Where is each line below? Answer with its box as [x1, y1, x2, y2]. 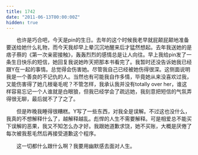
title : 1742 [6, 8, 35, 15]
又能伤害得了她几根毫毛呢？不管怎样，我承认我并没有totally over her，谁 [6, 81, 182, 88]
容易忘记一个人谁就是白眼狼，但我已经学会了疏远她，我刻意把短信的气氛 [11, 88, 187, 95]
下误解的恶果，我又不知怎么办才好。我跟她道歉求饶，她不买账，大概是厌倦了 [6, 123, 192, 130]
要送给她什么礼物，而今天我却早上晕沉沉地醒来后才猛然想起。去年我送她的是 [6, 44, 192, 51]
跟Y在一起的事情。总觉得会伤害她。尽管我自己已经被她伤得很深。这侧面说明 [6, 66, 190, 73]
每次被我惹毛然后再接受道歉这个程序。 [6, 130, 99, 137]
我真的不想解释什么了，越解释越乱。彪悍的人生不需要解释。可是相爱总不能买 [6, 116, 192, 123]
